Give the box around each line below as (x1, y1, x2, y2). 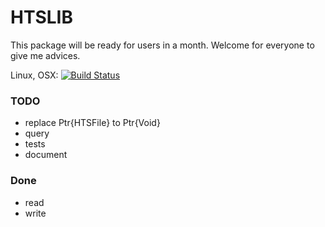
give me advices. (10, 49, 81, 61)
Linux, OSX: (10, 69, 59, 81)
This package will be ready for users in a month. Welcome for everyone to (10, 39, 315, 51)
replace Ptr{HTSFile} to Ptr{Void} (24, 117, 161, 129)
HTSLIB (10, 6, 74, 29)
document (24, 149, 68, 161)
